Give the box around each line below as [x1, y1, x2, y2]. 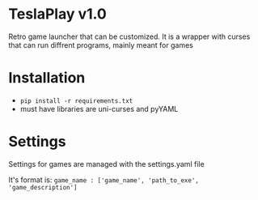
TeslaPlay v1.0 [8, 5, 107, 23]
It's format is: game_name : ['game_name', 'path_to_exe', [8, 175, 200, 185]
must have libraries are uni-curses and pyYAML [19, 104, 179, 113]
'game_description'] [8, 183, 78, 191]
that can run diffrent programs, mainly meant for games [8, 40, 194, 49]
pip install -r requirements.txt [19, 96, 133, 105]
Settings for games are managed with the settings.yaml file [8, 159, 205, 168]
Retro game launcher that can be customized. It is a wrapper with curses [8, 32, 251, 41]
